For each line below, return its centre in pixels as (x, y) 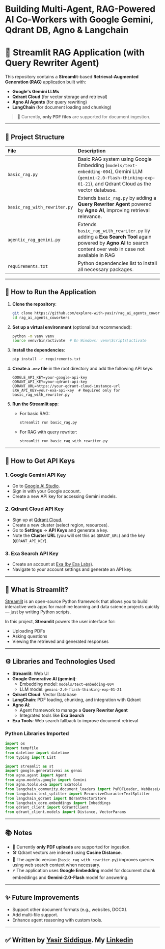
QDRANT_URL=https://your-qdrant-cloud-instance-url (66, 386)
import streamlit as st (29, 766)
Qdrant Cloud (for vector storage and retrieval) (60, 97)
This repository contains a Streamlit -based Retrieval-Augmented (72, 77)
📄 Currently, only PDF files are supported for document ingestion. (84, 117)
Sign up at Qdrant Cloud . (37, 520)
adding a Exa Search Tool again (115, 237)
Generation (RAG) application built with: (46, 82)
